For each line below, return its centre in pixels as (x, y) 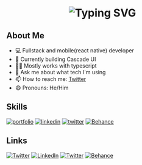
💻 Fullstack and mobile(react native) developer (74, 51)
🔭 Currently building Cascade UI (55, 59)
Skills (17, 107)
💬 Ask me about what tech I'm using (60, 72)
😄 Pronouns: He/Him (42, 88)
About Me (25, 36)
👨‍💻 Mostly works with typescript (56, 66)
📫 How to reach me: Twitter (51, 79)
